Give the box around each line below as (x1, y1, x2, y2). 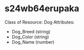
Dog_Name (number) (11, 39, 55, 45)
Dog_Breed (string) (11, 28, 51, 34)
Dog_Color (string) (11, 34, 50, 40)
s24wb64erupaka (4, 3, 80, 14)
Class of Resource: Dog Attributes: (4, 19, 75, 25)
